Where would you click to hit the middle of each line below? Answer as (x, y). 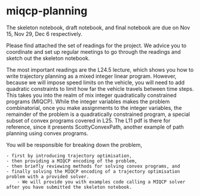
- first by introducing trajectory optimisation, (69, 156)
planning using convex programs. (47, 133)
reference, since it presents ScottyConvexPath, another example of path (95, 127)
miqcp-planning (47, 11)
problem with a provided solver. (48, 177)
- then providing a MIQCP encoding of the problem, (72, 161)
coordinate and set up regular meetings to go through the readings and (93, 51)
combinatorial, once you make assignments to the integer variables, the (94, 108)
